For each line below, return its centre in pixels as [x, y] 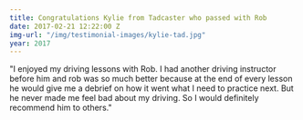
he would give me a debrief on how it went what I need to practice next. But [151, 88]
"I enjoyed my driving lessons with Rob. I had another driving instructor [143, 69]
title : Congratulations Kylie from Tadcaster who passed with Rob [138, 18]
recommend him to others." [61, 108]
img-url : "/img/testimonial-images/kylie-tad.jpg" [108, 35]
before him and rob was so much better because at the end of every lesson [151, 79]
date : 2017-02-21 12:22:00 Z [65, 26]
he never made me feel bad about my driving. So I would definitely [134, 98]
